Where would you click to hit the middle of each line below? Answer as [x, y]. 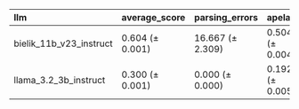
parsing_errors [226, 17]
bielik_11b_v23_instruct [63, 43]
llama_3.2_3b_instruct [60, 80]
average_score [154, 17]
